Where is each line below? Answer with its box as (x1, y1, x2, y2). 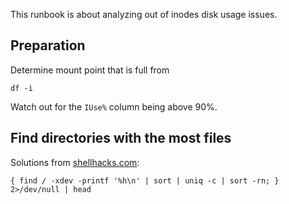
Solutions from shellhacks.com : (10, 156, 140, 168)
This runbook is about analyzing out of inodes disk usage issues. (10, 9, 278, 20)
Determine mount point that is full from (10, 64, 170, 76)
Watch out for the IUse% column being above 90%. (10, 100, 218, 113)
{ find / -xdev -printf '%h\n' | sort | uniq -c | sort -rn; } (10, 175, 280, 186)
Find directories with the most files (10, 130, 232, 147)
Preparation (10, 37, 86, 54)
